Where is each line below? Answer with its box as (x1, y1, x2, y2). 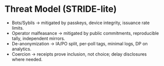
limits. (11, 25, 24, 31)
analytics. (11, 46, 31, 52)
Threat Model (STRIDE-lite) (4, 3, 117, 15)
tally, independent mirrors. (11, 35, 65, 41)
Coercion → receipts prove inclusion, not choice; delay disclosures (11, 51, 147, 57)
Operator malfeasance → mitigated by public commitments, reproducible (11, 30, 159, 36)
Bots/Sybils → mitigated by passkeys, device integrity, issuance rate (11, 20, 150, 26)
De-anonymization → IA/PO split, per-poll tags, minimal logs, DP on (11, 40, 148, 46)
